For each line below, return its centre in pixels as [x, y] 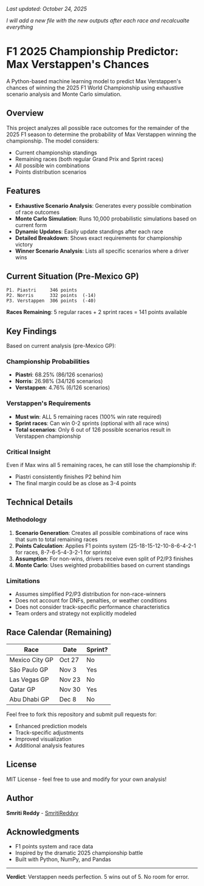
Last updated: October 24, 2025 [47, 9]
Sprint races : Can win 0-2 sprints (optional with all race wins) [92, 423]
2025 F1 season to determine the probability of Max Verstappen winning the [101, 134]
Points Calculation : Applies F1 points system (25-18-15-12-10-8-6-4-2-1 [105, 545]
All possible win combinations [52, 165]
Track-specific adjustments [49, 732]
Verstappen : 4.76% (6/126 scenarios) [63, 387]
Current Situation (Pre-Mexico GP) [73, 276]
